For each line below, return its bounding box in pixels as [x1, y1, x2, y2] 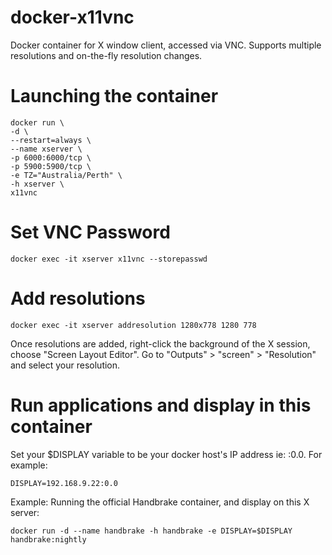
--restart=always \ [10, 135, 92, 145]
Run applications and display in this [10, 394, 312, 416]
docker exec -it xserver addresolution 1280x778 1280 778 [10, 320, 257, 330]
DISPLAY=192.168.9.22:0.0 [10, 478, 118, 488]
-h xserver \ [10, 179, 65, 189]
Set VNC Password [10, 221, 171, 244]
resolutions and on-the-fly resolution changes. [10, 49, 203, 61]
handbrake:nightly [10, 534, 87, 545]
